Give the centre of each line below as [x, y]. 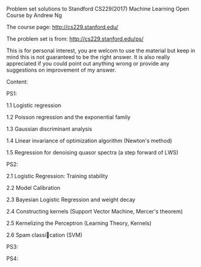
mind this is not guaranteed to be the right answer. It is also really [88, 57]
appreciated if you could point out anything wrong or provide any [88, 64]
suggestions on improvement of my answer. [62, 70]
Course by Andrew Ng [34, 15]
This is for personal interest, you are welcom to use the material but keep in [101, 50]
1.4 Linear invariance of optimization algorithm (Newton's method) [89, 140]
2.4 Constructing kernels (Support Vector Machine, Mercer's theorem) [95, 211]
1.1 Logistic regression [34, 105]
